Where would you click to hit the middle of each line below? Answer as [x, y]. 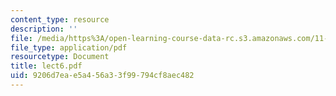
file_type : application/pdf [69, 47]
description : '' [44, 29]
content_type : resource [60, 19]
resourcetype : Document [60, 57]
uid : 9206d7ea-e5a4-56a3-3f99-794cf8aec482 [102, 76]
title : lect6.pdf [46, 66]
